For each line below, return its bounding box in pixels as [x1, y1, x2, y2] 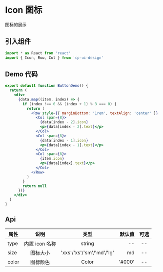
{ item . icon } [40, 156, 64, 161]
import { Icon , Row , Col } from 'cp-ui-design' [5, 55, 104, 60]
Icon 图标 [5, 4, 42, 16]
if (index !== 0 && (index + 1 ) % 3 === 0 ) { [22, 101, 117, 106]
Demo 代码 [5, 70, 38, 78]
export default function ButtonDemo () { [5, 83, 89, 88]
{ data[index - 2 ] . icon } [40, 120, 89, 125]
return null [22, 183, 47, 189]
